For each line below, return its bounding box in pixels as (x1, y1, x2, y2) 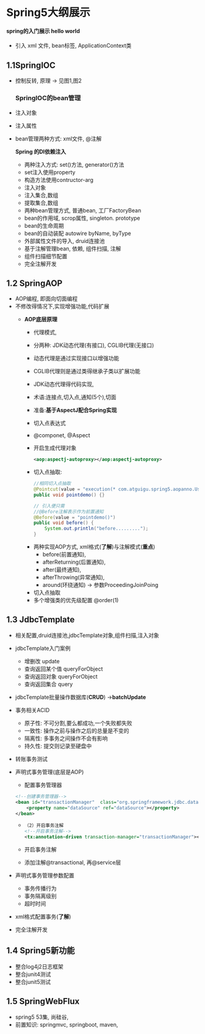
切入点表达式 (33, 420, 66, 427)
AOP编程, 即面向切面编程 (15, 295, 78, 302)
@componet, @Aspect (33, 432, 90, 439)
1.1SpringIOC (6, 60, 56, 70)
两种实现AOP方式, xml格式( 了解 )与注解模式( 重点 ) (33, 543, 156, 550)
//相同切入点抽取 (33, 481, 71, 487)
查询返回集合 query (24, 680, 73, 688)
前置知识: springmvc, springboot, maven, (15, 1021, 118, 1028)
